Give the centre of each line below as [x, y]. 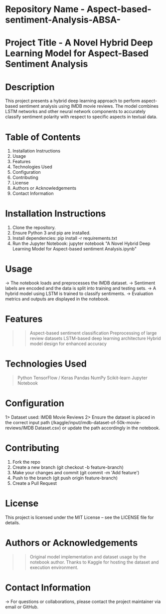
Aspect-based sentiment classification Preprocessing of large [93, 333]
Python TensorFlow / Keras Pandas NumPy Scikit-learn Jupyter [83, 378]
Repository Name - [45, 9]
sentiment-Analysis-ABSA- [63, 20]
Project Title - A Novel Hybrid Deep [79, 43]
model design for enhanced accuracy [68, 344]
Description [30, 87]
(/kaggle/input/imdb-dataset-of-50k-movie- [96, 422]
